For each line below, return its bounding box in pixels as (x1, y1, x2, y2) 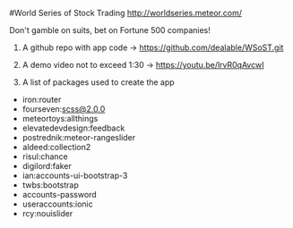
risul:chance (22, 151, 69, 162)
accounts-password (22, 190, 97, 199)
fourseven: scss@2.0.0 (22, 104, 106, 114)
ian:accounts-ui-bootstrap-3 (22, 170, 128, 181)
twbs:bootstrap (22, 180, 79, 190)
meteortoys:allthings (22, 114, 99, 123)
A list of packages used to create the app (22, 77, 175, 88)
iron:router (22, 94, 62, 105)
